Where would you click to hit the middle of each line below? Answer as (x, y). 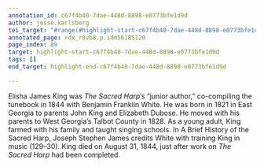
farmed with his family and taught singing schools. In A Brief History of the (129, 129)
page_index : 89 (33, 45)
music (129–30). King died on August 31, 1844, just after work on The (120, 146)
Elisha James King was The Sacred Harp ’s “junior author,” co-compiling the (130, 96)
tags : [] (22, 60)
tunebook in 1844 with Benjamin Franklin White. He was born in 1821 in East (130, 104)
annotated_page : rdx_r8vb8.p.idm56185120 (77, 37)
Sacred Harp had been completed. (64, 154)
